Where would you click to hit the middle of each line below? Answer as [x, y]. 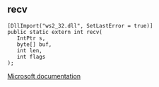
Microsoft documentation [44, 76]
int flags [31, 57]
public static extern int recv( [55, 32]
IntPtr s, [31, 38]
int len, [29, 50]
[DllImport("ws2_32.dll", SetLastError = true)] [80, 25]
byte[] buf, [34, 44]
